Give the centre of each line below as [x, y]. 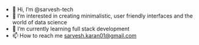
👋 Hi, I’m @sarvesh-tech [43, 9]
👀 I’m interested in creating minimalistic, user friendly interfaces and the [103, 16]
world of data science [39, 22]
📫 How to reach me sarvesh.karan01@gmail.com [74, 36]
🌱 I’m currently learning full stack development [71, 29]
